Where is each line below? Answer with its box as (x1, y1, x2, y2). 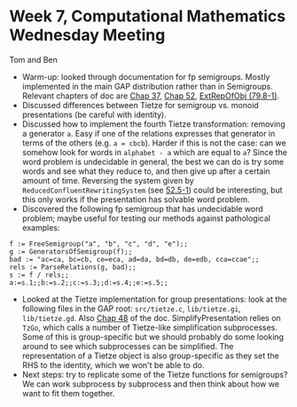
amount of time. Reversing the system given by (21, 175, 195, 185)
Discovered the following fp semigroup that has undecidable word (21, 203, 263, 214)
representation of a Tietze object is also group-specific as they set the (21, 350, 279, 361)
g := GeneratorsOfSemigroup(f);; (9, 247, 133, 256)
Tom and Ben (9, 54, 58, 65)
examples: (21, 222, 60, 232)
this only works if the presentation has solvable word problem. (21, 193, 250, 205)
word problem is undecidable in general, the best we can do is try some (21, 156, 285, 167)
